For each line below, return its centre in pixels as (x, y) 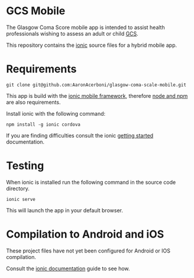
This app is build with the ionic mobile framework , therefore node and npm (97, 95)
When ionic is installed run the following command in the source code (91, 182)
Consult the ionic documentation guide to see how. (68, 269)
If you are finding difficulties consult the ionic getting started (80, 135)
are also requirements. (33, 102)
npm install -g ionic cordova (43, 124)
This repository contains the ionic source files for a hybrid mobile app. (92, 45)
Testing (25, 166)
